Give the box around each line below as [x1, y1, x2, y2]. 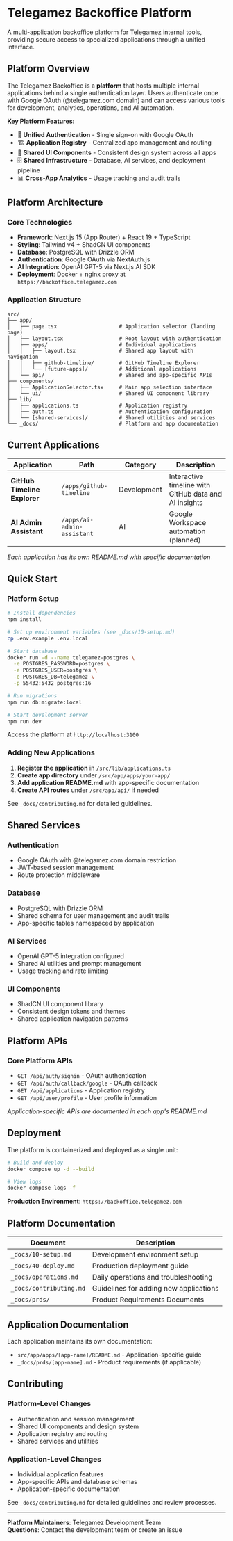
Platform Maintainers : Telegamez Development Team [7, 1518, 162, 1526]
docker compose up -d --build [7, 1165, 95, 1172]
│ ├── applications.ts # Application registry [7, 402, 188, 409]
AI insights [169, 497, 203, 507]
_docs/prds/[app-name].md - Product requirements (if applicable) [17, 1357, 202, 1366]
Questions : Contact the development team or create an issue [7, 1525, 182, 1534]
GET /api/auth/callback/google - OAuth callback [17, 1079, 157, 1088]
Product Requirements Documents [92, 1295, 205, 1305]
